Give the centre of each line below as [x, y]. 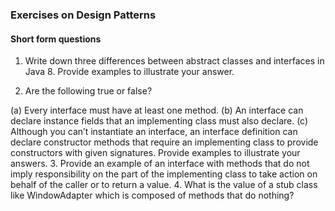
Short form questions [56, 39]
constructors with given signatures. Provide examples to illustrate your [155, 153]
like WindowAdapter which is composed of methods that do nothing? [152, 195]
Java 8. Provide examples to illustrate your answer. [129, 72]
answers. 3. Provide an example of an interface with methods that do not [160, 164]
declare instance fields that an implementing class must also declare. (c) [159, 121]
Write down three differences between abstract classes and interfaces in [174, 61]
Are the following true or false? [88, 91]
